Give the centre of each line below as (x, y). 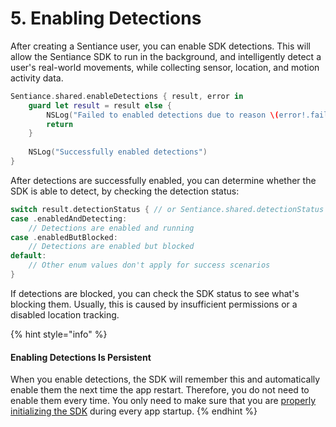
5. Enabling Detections (106, 18)
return (60, 124)
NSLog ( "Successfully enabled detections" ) (118, 152)
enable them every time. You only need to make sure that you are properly (163, 401)
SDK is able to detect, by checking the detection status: (125, 191)
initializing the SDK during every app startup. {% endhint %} (134, 411)
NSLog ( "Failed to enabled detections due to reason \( (163, 115)
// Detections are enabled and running (111, 228)
